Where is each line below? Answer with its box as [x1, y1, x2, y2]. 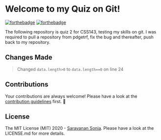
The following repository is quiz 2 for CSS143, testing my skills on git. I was [5, 29, 157, 35]
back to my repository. [5, 39, 50, 45]
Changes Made [5, 53, 52, 62]
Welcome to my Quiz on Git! [5, 3, 120, 15]
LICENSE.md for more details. [5, 130, 65, 137]
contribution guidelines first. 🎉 [5, 98, 66, 104]
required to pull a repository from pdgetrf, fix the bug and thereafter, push [5, 34, 154, 40]
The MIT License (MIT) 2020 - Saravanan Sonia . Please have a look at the [5, 125, 154, 131]
